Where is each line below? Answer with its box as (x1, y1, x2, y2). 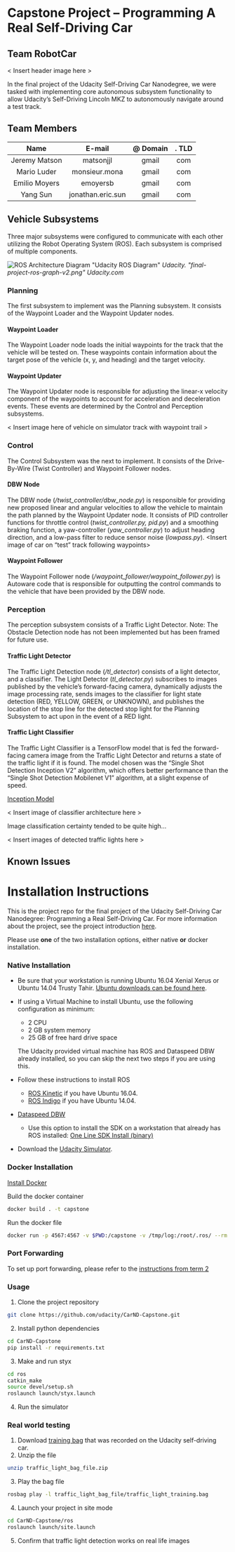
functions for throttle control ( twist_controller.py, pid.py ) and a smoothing (7, 518, 219, 526)
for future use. (7, 635, 49, 644)
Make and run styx (17, 1357, 72, 1365)
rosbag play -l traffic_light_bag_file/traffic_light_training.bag (7, 1491, 209, 1498)
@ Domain (133, 143, 168, 153)
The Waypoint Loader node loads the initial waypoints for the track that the (7, 340, 223, 349)
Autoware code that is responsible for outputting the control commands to (7, 580, 222, 588)
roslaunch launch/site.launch (7, 1524, 96, 1531)
